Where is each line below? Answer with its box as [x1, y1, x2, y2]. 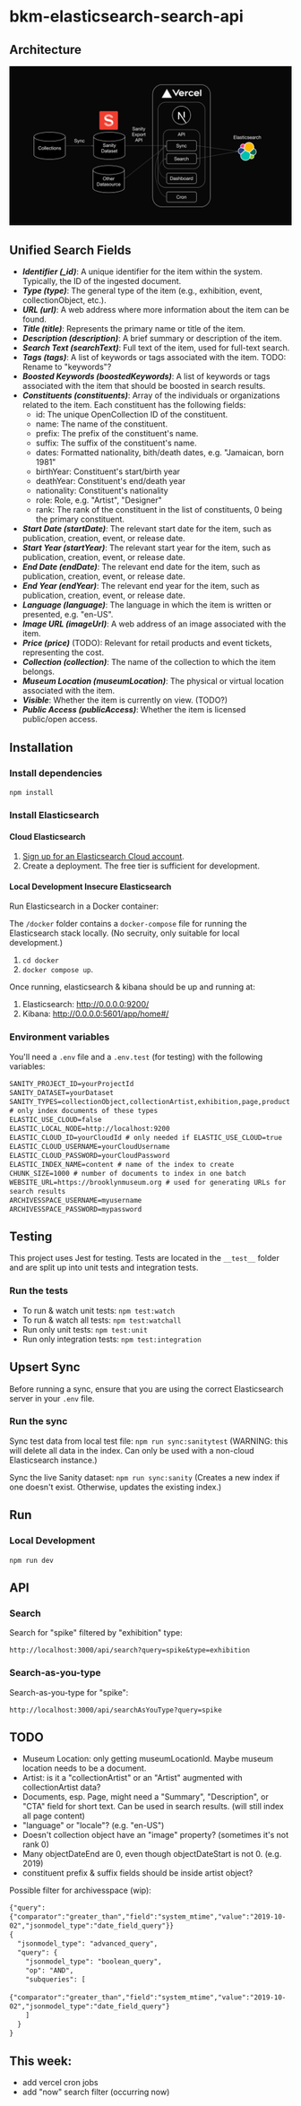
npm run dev [9, 1556, 54, 1565]
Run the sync [9, 1415, 68, 1428]
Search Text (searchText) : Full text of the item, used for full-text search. [21, 342, 290, 353]
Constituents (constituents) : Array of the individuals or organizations [21, 390, 280, 401]
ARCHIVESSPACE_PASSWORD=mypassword [9, 1204, 142, 1213]
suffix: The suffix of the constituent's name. [35, 437, 197, 449]
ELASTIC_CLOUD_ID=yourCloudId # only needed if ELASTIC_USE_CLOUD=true [9, 1133, 282, 1142]
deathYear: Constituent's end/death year [35, 476, 186, 487]
